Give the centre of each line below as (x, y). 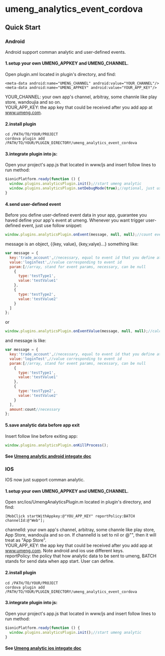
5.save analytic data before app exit (42, 425)
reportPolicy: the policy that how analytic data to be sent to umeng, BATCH (81, 556)
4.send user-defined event (33, 204)
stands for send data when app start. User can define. (60, 561)
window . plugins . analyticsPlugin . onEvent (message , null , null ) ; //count (79, 235)
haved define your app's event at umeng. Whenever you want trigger (75, 220)
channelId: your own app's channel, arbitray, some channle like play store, (80, 530)
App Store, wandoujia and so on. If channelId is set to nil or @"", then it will (81, 535)
